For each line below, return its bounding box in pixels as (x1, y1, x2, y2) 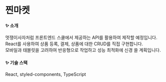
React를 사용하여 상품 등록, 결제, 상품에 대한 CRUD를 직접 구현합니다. (5, 41, 143, 47)
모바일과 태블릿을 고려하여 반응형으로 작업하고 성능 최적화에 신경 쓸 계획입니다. (5, 47, 161, 53)
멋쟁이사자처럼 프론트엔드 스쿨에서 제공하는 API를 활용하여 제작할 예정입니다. (5, 35, 157, 41)
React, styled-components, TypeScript (5, 71, 86, 77)
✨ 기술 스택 (5, 59, 28, 65)
